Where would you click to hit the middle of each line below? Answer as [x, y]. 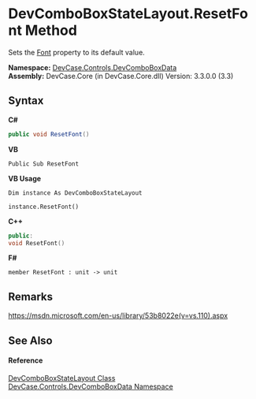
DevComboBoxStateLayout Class [62, 378]
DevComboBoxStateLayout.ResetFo [128, 14]
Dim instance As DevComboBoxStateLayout [76, 193]
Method [51, 30]
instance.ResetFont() [44, 207]
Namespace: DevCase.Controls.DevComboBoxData [93, 67]
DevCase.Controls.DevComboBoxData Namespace [91, 386]
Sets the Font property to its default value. [77, 52]
